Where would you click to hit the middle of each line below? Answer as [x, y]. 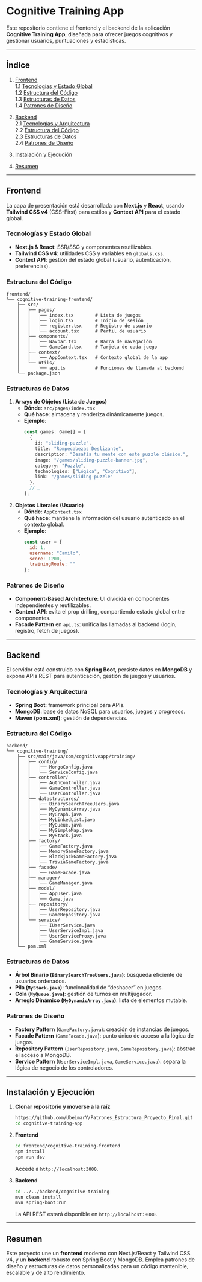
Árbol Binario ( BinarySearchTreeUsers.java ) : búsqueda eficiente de [99, 975]
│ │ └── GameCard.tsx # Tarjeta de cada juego [87, 347]
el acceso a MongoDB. [43, 1055]
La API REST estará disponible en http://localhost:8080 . [86, 1214]
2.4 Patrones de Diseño [44, 142]
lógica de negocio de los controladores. [64, 1068]
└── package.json [39, 373]
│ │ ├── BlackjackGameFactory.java [67, 857]
